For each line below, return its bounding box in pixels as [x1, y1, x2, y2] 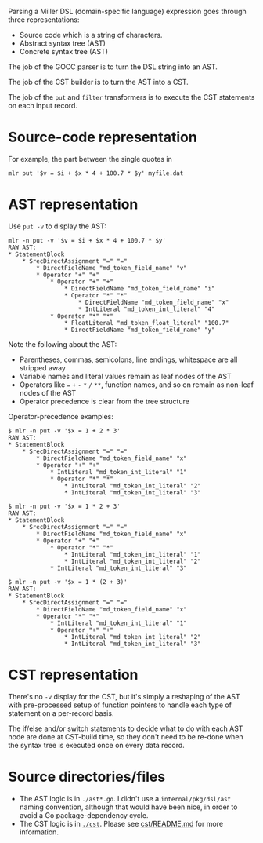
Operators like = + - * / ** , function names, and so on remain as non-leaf [19, 380, 254, 389]
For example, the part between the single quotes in [8, 154, 172, 163]
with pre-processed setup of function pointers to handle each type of [8, 700, 232, 710]
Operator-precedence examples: [8, 411, 113, 421]
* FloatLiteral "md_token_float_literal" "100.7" [63, 319, 229, 327]
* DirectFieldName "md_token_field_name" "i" [63, 284, 215, 293]
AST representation [8, 195, 139, 213]
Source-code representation [8, 129, 197, 146]
